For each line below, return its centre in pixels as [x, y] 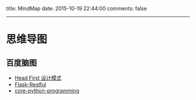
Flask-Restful [30, 85]
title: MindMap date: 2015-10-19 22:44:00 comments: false [76, 8]
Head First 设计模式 [38, 78]
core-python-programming [47, 91]
